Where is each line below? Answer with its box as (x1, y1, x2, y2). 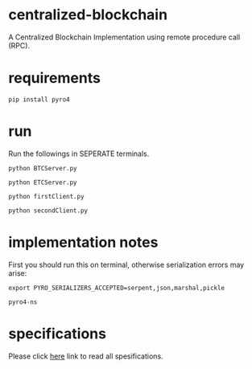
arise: (8, 268, 27, 278)
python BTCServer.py (8, 164, 78, 172)
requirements (8, 69, 101, 88)
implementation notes (8, 233, 159, 251)
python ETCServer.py (8, 178, 78, 187)
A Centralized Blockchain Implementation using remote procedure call (8, 32, 241, 42)
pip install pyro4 (8, 95, 70, 104)
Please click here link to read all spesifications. (8, 351, 163, 361)
